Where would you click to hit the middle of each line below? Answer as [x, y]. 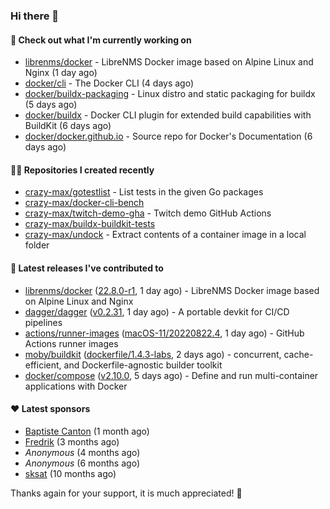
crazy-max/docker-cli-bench [84, 203]
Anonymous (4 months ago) [82, 452]
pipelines [43, 322]
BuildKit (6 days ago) [68, 126]
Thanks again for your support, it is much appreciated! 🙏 [126, 493]
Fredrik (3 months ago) [72, 441]
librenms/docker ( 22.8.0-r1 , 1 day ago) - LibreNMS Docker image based [172, 290]
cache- [298, 354]
